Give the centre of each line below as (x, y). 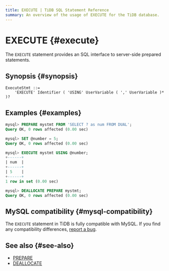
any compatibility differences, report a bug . (51, 229)
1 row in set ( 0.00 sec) (32, 181)
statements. (18, 60)
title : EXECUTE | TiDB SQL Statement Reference (57, 10)
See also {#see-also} (40, 246)
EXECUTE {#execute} (52, 40)
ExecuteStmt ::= (23, 88)
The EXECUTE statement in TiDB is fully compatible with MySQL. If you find (83, 224)
